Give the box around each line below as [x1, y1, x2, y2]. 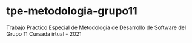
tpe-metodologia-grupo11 [6, 4, 137, 18]
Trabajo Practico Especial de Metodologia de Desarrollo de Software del [6, 24, 187, 31]
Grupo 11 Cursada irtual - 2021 [6, 30, 82, 37]
